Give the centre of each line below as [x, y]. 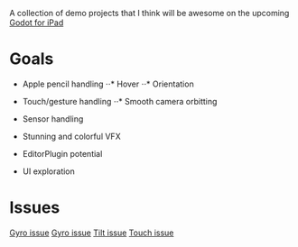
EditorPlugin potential [62, 153]
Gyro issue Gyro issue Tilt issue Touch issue [92, 233]
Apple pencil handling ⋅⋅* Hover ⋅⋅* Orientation [108, 84]
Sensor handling [53, 119]
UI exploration [48, 171]
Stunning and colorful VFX [71, 136]
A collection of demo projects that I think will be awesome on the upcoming [149, 13]
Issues [35, 208]
